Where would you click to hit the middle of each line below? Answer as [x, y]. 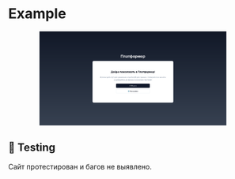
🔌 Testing [32, 148]
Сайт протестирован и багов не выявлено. [80, 166]
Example [37, 14]
